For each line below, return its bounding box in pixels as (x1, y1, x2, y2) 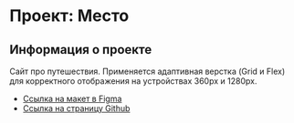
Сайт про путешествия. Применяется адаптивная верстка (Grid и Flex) (9, 66, 286, 77)
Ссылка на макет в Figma (22, 93, 122, 104)
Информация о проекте (9, 42, 152, 57)
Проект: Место (9, 5, 130, 26)
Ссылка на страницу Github (22, 103, 131, 114)
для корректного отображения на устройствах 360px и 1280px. (9, 76, 257, 87)
